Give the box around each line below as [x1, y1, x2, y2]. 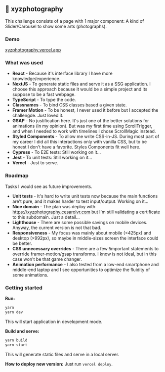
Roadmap [5, 172, 29, 179]
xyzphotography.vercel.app [5, 47, 61, 53]
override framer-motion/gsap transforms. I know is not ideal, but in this [12, 251, 157, 257]
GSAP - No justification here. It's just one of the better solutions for [12, 118, 149, 124]
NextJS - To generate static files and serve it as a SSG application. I [12, 81, 151, 87]
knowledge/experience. [12, 76, 61, 82]
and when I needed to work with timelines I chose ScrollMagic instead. [12, 128, 156, 134]
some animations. [12, 272, 48, 278]
